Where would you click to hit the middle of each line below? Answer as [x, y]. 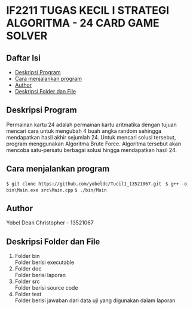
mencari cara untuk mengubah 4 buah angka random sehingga [84, 131]
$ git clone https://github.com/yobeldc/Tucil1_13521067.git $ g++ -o [96, 184]
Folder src [27, 281]
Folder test [28, 294]
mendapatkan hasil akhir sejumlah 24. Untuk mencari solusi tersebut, [91, 137]
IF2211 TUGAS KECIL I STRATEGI [88, 10]
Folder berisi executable [45, 262]
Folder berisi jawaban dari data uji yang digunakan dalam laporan [95, 300]
